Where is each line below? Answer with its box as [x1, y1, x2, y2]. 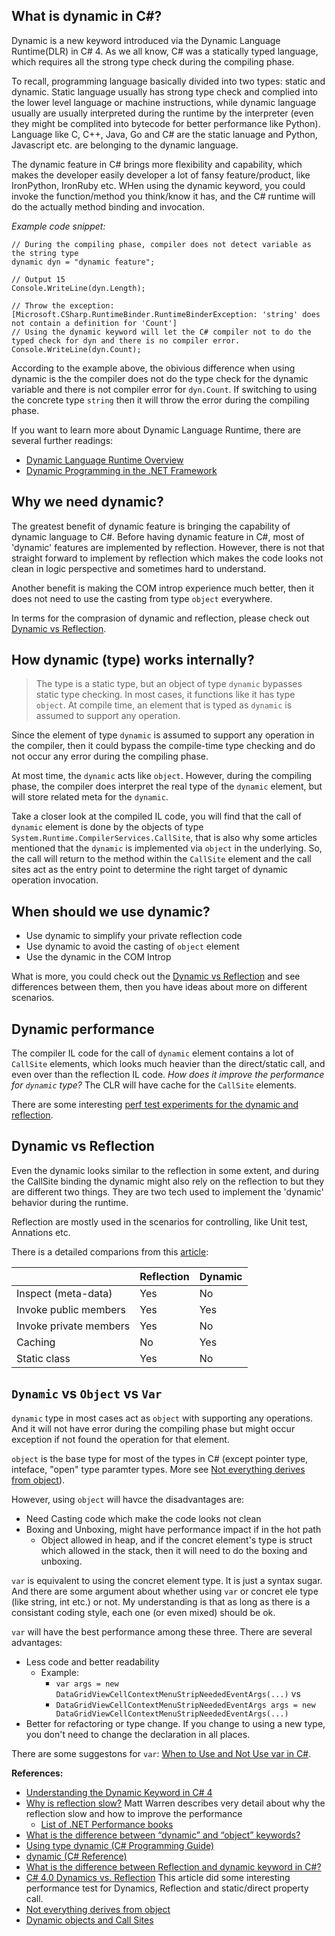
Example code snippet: [11, 220, 106, 232]
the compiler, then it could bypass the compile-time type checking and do [11, 740, 316, 752]
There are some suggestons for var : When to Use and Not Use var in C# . [11, 1747, 312, 1759]
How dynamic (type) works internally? [11, 652, 255, 669]
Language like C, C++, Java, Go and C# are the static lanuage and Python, [11, 128, 318, 140]
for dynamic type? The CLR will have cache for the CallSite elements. [11, 1079, 297, 1091]
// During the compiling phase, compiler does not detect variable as [11, 239, 312, 249]
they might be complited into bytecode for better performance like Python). [11, 117, 321, 129]
